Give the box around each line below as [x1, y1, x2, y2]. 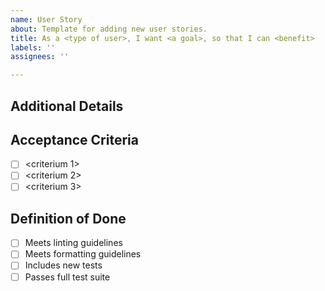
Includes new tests [24, 259, 103, 271]
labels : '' [10, 42, 56, 53]
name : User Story [10, 14, 83, 25]
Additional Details [10, 97, 124, 115]
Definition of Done [10, 210, 127, 227]
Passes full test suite [24, 271, 111, 283]
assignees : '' [10, 52, 70, 62]
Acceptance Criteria [10, 131, 139, 148]
